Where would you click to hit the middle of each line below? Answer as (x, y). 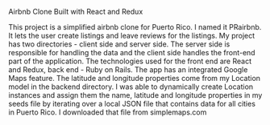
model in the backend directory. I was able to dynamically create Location (131, 87)
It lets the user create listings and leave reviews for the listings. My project (132, 36)
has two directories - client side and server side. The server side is (119, 44)
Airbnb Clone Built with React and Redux (76, 12)
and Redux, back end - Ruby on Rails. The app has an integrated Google (128, 70)
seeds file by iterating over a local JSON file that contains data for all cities (132, 104)
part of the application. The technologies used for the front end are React (130, 61)
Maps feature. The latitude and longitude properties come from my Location (134, 78)
